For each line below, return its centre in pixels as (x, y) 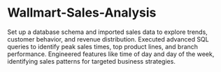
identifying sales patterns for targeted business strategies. (92, 61)
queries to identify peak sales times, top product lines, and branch (102, 46)
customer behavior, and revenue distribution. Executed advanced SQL (108, 39)
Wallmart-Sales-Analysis (82, 13)
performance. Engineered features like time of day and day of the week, (111, 54)
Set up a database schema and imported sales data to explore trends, (107, 32)
